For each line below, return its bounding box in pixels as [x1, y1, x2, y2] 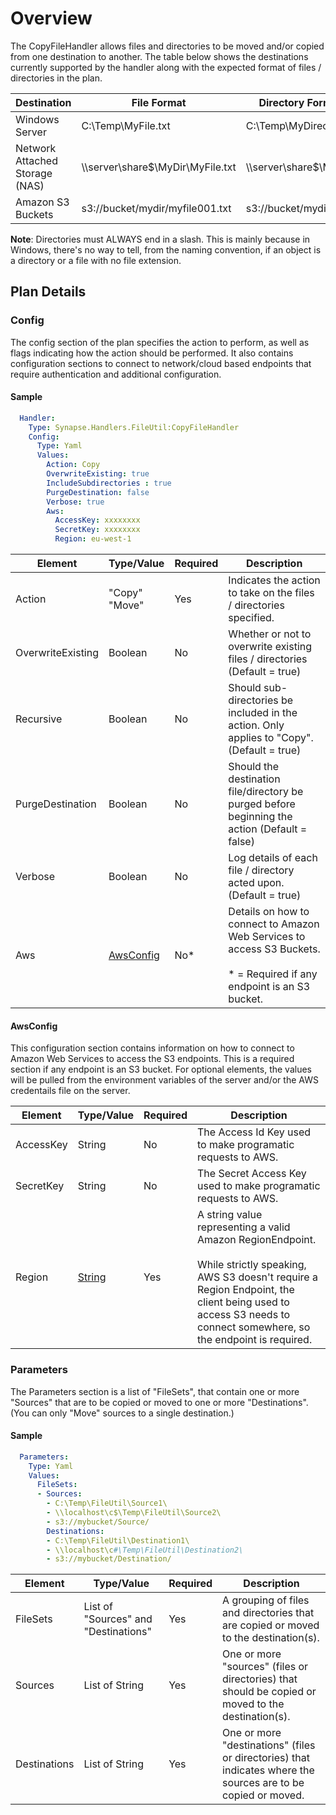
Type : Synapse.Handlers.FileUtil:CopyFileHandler [28, 422, 240, 432]
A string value [197, 1208, 263, 1222]
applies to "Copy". [228, 731, 314, 745]
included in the [228, 706, 298, 720]
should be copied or [222, 1685, 317, 1699]
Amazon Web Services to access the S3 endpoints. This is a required [10, 1053, 295, 1065]
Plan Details [10, 283, 87, 301]
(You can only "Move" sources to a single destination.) [10, 1407, 235, 1419]
